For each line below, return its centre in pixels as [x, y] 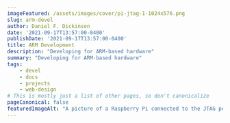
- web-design [38, 90]
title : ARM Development [41, 45]
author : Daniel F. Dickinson [49, 26]
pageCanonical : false [38, 102]
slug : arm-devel [30, 20]
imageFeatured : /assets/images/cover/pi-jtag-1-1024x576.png [96, 13]
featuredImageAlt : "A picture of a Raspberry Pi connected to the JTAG [111, 109]
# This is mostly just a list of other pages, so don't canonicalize [108, 96]
